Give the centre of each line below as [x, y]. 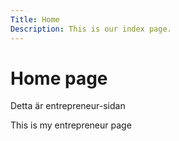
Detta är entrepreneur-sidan [68, 106]
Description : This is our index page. [91, 29]
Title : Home [35, 19]
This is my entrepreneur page [71, 125]
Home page [59, 78]
